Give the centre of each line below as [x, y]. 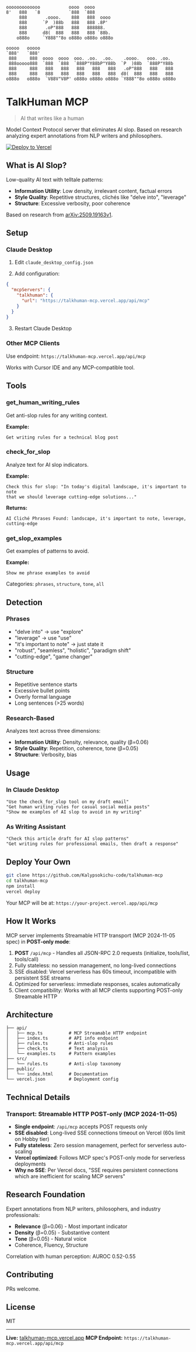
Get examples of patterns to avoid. [48, 551]
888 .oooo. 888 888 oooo [65, 18]
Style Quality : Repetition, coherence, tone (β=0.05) [76, 749]
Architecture [30, 1014]
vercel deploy [23, 891]
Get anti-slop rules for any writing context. [57, 415]
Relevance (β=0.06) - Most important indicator [71, 1226]
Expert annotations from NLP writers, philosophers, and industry [83, 1209]
